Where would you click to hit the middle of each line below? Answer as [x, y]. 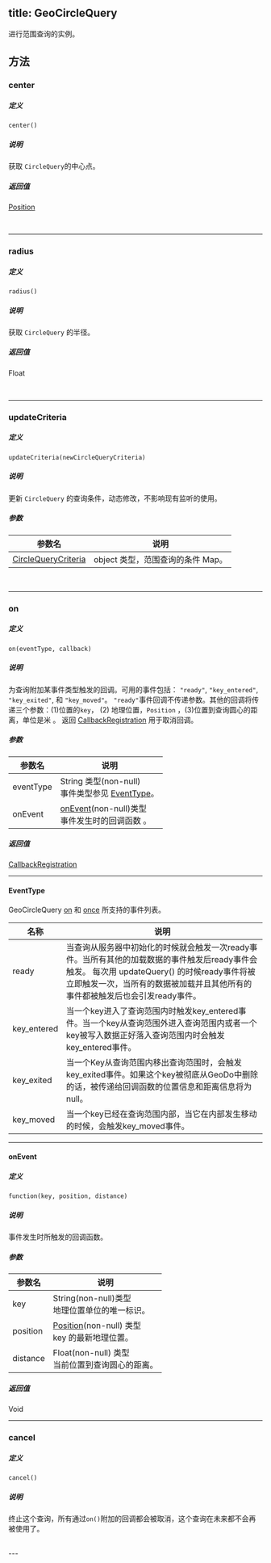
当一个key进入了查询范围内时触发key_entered [152, 1010]
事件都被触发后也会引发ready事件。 [133, 995]
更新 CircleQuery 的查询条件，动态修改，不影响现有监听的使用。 [115, 498]
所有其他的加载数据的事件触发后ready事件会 [174, 959]
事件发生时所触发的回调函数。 [58, 1237]
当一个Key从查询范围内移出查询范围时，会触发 [154, 1062]
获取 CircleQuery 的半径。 [52, 332]
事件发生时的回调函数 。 [106, 821]
